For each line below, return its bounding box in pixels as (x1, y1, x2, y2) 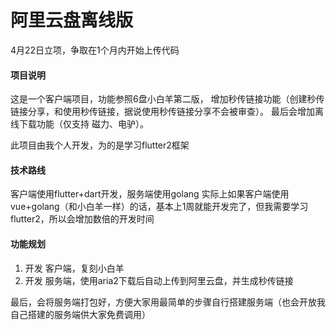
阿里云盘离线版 (10, 9, 134, 32)
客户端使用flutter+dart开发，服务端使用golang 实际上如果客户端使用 (10, 188, 290, 200)
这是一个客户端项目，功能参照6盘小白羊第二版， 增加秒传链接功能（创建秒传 (10, 93, 325, 105)
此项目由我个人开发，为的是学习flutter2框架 (10, 139, 190, 151)
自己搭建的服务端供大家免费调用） (10, 308, 151, 320)
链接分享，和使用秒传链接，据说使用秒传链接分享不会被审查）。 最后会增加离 (10, 106, 324, 118)
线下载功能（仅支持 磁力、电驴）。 (10, 118, 149, 130)
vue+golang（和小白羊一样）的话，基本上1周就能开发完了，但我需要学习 (10, 201, 309, 213)
